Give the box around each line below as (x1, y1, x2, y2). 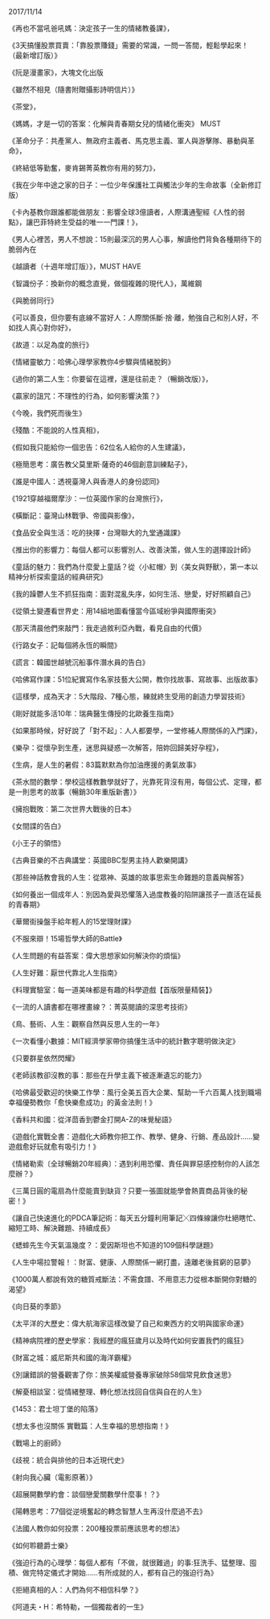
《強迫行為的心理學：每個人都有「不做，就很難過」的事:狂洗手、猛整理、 (8, 1558, 251, 1567)
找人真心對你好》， (14, 323, 76, 332)
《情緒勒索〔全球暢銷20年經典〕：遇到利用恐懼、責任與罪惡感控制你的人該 (8, 1159, 253, 1168)
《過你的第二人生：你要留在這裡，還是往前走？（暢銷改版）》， (8, 374, 213, 383)
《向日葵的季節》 (8, 1301, 65, 1311)
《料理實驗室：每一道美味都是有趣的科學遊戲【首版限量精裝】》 (8, 985, 216, 994)
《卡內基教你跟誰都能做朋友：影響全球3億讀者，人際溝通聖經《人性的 (8, 207, 239, 216)
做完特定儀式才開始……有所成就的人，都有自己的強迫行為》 (22, 1568, 219, 1577)
